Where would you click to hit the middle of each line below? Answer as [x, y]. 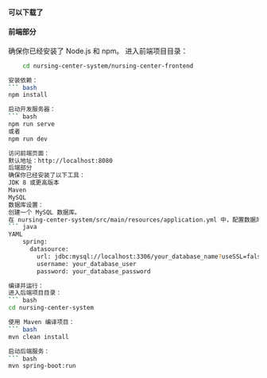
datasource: [49, 249]
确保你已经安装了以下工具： [47, 175]
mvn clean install [39, 337]
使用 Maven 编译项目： [42, 322]
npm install [28, 95]
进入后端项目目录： [35, 293]
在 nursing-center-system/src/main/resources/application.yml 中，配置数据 [132, 220]
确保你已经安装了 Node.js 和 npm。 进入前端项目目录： [98, 51]
